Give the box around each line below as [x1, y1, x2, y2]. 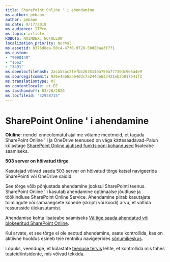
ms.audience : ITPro [5, 27, 47, 32]
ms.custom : [5, 50, 29, 55]
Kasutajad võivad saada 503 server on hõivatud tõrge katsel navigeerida [5, 168, 157, 174]
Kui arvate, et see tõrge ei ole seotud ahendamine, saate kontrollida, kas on [5, 230, 163, 236]
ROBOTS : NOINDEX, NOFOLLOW [5, 36, 63, 41]
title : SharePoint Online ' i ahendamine [5, 7, 95, 13]
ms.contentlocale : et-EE [5, 83, 58, 88]
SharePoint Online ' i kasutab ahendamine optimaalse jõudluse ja [5, 188, 141, 195]
